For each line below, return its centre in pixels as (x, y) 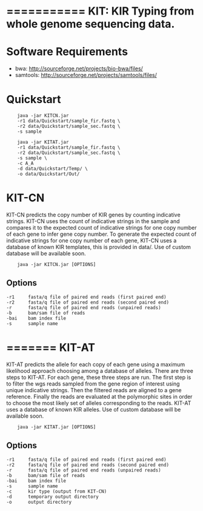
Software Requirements (67, 52)
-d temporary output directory (52, 496)
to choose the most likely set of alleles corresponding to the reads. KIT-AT (99, 403)
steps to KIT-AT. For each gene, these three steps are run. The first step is (99, 377)
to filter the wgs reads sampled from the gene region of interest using (93, 384)
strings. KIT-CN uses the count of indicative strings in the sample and (93, 221)
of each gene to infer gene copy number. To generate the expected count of (101, 234)
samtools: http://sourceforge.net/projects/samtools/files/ (86, 75)
